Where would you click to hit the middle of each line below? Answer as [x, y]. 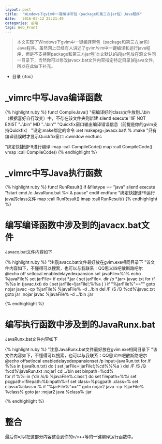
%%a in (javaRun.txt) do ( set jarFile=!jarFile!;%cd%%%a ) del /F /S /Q [75, 366]
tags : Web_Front [21, 28]
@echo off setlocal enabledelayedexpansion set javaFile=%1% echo [73, 273]
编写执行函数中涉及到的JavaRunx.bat [80, 325]
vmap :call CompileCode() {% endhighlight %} [51, 152]
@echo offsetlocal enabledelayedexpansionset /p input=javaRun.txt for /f [78, 361]
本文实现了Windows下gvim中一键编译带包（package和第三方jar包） [84, 42]
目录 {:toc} [22, 77]
